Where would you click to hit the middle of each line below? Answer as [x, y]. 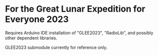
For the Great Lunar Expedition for [75, 9]
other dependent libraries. [31, 38]
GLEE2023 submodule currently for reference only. [56, 47]
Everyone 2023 [37, 19]
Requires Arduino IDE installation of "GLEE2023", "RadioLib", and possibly [79, 33]
